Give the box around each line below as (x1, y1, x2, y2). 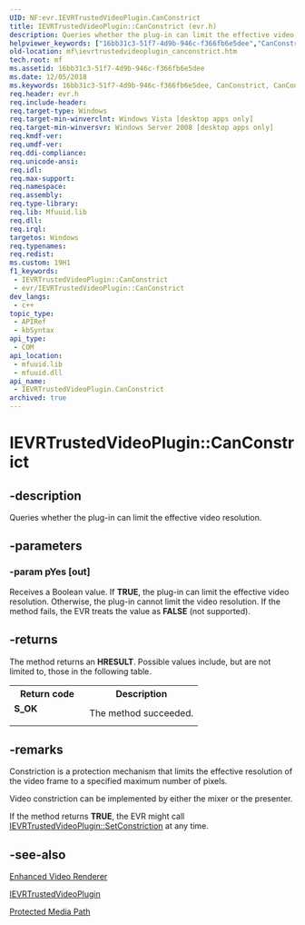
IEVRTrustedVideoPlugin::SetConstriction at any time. (9, 821, 209, 831)
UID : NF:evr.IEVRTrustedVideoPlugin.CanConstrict (9, 13, 202, 23)
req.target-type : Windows (9, 106, 107, 115)
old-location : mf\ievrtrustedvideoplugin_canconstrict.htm (9, 47, 238, 56)
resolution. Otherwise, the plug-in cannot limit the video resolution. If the (9, 596, 281, 607)
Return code (19, 687, 75, 700)
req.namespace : (9, 183, 67, 192)
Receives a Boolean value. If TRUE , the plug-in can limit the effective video (9, 586, 290, 597)
